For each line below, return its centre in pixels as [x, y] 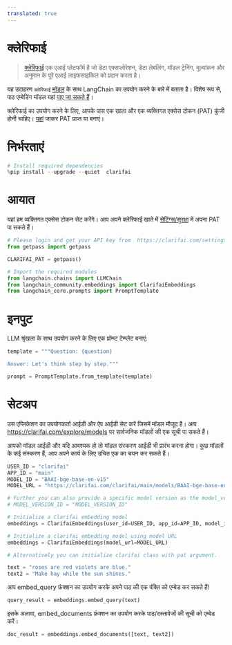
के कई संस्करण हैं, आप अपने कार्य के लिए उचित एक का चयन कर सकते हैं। [89, 453]
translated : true [32, 13]
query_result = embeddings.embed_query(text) [74, 600]
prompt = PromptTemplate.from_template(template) [80, 376]
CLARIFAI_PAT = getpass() [44, 259]
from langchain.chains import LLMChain [65, 278]
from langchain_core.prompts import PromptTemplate [83, 291]
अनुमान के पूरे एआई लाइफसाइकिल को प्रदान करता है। [83, 75]
